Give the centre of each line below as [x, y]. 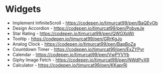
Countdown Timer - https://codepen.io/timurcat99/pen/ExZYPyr [78, 49]
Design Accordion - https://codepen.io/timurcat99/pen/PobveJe [78, 28]
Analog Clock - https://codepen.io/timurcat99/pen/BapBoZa [74, 44]
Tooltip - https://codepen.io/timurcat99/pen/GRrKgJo [67, 39]
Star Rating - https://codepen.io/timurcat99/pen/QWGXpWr [73, 33]
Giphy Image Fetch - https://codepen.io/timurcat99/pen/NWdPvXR [81, 60]
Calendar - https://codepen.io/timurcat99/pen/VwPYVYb [71, 54]
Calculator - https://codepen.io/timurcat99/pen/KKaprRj [70, 65]
